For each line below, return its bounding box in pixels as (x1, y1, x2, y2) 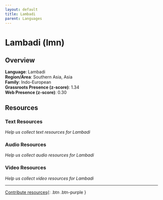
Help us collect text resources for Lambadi (5, 129, 91, 135)
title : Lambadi (5, 12, 36, 16)
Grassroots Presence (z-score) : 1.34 (5, 84, 80, 90)
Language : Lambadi (5, 69, 46, 75)
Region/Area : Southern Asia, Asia (5, 74, 73, 80)
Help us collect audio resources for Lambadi (5, 152, 94, 158)
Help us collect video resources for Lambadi (5, 175, 94, 181)
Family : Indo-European (5, 79, 51, 85)
